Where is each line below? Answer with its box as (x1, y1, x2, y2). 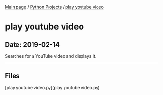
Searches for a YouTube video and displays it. (5, 53, 97, 59)
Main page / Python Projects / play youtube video (5, 4, 104, 10)
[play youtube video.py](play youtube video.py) (5, 84, 100, 90)
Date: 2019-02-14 (5, 40, 60, 48)
